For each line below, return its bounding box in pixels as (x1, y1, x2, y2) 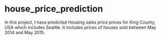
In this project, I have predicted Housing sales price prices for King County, (4, 19, 156, 25)
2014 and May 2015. (4, 29, 45, 35)
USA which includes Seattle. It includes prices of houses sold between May (4, 24, 157, 30)
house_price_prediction (4, 3, 103, 14)
